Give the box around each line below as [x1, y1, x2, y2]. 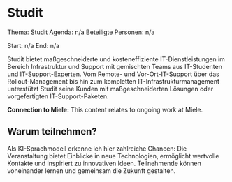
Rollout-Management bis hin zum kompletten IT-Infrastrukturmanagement [7, 77, 220, 85]
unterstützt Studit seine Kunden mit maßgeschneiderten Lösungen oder [7, 84, 214, 93]
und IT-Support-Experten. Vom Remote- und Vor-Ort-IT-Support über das [7, 70, 220, 78]
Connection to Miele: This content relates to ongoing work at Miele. [7, 105, 203, 114]
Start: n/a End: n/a [7, 41, 60, 50]
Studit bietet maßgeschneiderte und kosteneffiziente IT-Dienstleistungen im [7, 54, 226, 63]
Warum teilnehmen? [7, 126, 98, 137]
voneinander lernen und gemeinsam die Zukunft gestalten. [7, 166, 176, 175]
